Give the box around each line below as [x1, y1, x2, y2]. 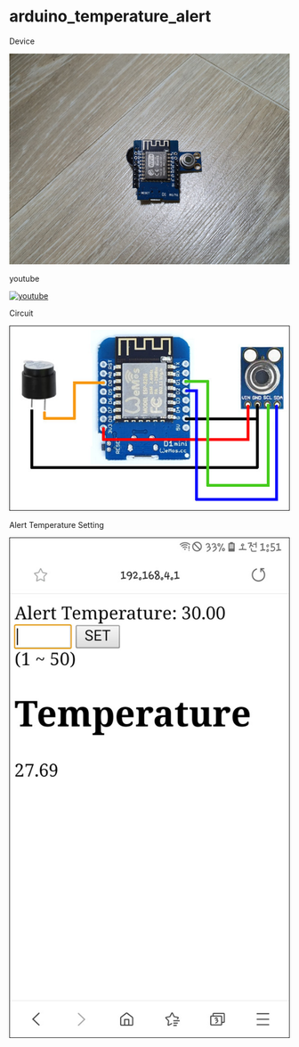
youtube [9, 273, 40, 284]
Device [9, 36, 36, 46]
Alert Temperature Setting [9, 520, 105, 531]
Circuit [9, 308, 34, 318]
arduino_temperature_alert [9, 6, 212, 27]
